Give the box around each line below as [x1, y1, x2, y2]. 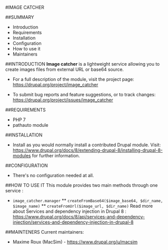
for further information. [32, 153, 80, 158]
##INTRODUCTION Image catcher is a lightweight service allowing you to [5, 61, 160, 67]
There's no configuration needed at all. [12, 173, 94, 178]
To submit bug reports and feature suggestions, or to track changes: [12, 92, 156, 97]
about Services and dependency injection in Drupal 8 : [12, 208, 127, 214]
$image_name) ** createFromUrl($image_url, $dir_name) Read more [12, 203, 153, 209]
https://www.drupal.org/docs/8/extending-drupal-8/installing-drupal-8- [12, 147, 163, 153]
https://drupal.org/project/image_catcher [12, 81, 98, 88]
